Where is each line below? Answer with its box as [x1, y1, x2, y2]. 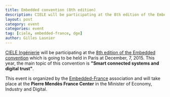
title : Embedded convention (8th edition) [5, 7, 96, 13]
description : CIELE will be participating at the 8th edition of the [5, 12, 155, 17]
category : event [5, 21, 39, 27]
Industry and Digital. [5, 86, 48, 92]
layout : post [5, 17, 33, 22]
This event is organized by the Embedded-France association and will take [5, 75, 161, 81]
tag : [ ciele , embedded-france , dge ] [5, 31, 82, 36]
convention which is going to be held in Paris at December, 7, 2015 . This [5, 55, 155, 61]
